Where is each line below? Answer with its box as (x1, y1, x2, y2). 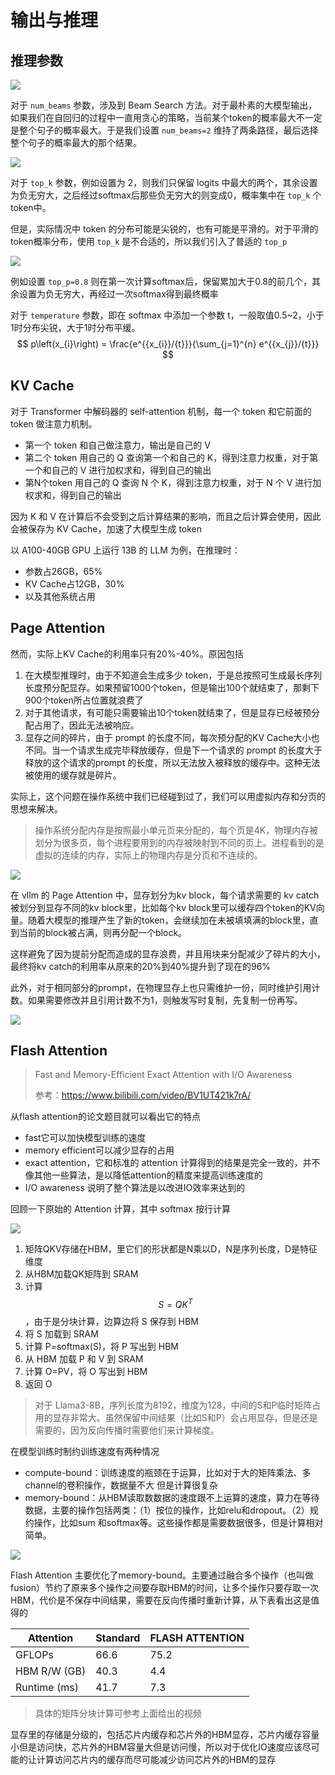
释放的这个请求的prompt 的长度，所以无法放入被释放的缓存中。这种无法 (24, 756, 321, 768)
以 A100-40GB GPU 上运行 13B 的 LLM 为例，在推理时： (10, 544, 241, 556)
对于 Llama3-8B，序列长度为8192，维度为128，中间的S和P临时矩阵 (34, 1399, 313, 1411)
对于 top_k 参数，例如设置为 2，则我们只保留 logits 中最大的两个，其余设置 (10, 177, 318, 188)
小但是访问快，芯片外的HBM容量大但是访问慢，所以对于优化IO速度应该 (10, 1741, 303, 1753)
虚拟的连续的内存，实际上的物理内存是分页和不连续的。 (34, 849, 263, 861)
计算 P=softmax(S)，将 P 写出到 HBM (24, 1341, 179, 1353)
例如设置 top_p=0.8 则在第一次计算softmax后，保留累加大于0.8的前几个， (10, 276, 313, 287)
